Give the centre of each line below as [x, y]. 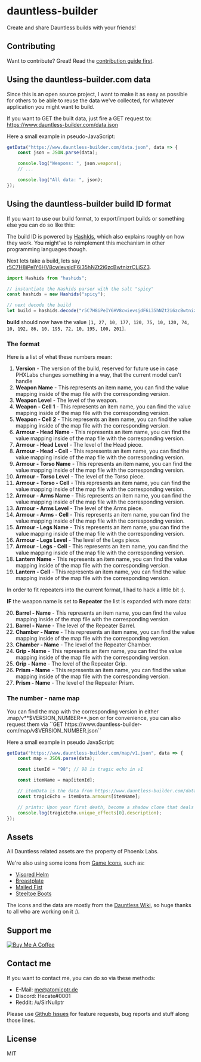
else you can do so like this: [41, 225]
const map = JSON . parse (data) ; [56, 759]
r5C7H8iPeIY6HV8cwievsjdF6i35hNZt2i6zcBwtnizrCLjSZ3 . [79, 267]
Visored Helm [32, 875]
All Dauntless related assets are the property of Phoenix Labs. [83, 852]
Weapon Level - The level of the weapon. [67, 400]
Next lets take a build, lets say [44, 261]
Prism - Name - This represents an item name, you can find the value [101, 670]
